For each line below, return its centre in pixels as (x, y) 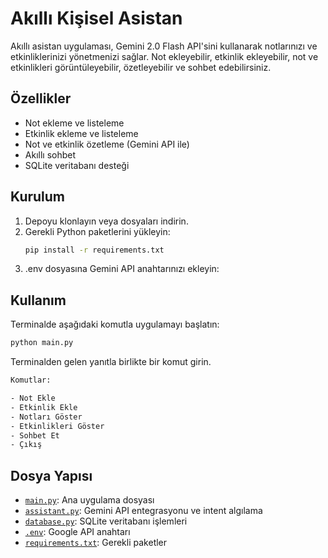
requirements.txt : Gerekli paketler (96, 543)
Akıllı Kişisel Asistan (96, 18)
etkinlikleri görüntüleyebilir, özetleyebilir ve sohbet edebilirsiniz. (141, 67)
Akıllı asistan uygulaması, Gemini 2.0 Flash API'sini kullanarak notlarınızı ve (164, 46)
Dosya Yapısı (51, 475)
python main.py (42, 343)
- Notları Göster (46, 417)
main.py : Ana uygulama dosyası (89, 500)
